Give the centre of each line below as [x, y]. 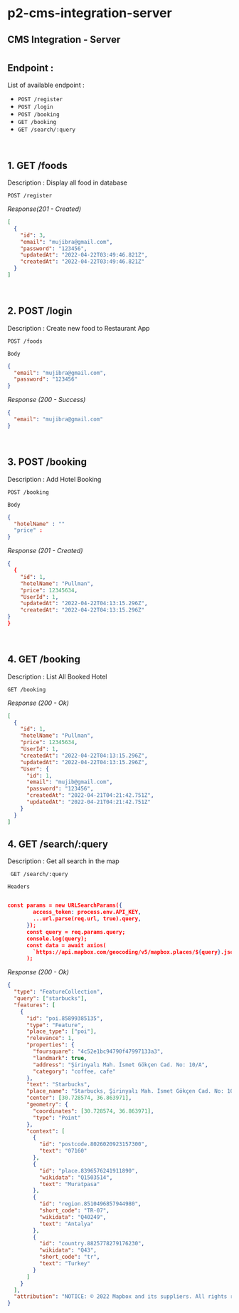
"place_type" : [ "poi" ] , [62, 1031]
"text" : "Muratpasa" [69, 1184]
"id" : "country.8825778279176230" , [91, 1244]
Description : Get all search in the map [63, 861]
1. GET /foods [37, 165]
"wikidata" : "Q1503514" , [76, 1178]
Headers [19, 887]
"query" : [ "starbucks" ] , [51, 999]
